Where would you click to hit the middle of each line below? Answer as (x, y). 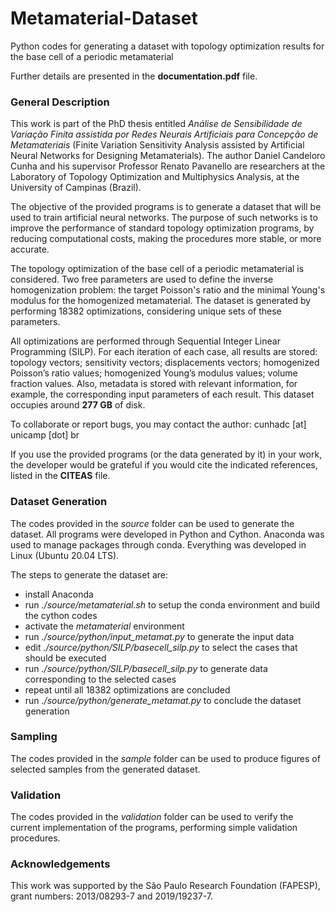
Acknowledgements (60, 864)
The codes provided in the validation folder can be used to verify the (152, 817)
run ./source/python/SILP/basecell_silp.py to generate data (146, 668)
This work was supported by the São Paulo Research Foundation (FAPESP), (165, 886)
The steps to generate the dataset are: (89, 574)
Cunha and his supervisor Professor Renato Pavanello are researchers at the (168, 166)
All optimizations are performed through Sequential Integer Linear (145, 341)
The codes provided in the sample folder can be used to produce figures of (165, 758)
